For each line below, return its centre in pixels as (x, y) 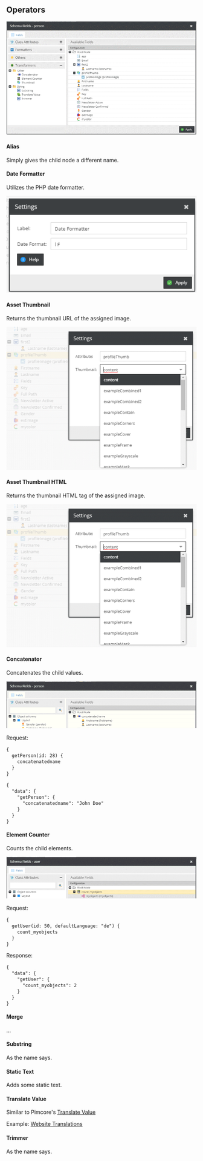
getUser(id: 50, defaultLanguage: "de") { (66, 926)
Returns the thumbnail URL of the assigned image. (69, 318)
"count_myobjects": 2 (50, 985)
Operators (26, 10)
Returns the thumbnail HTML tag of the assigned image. (76, 495)
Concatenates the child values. (45, 672)
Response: (20, 955)
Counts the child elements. (40, 848)
